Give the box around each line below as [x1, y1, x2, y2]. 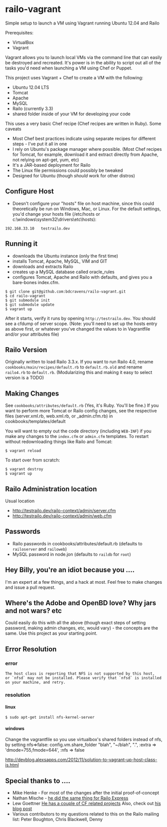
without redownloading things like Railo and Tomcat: [5, 438, 113, 445]
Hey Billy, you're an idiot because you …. [5, 566, 135, 574]
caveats [5, 126, 21, 132]
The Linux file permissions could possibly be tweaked [12, 167, 123, 173]
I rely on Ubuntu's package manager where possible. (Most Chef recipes [12, 146, 162, 152]
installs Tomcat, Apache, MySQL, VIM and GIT [12, 258, 108, 264]
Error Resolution [5, 645, 57, 653]
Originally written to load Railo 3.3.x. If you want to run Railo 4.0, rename [5, 359, 154, 365]
